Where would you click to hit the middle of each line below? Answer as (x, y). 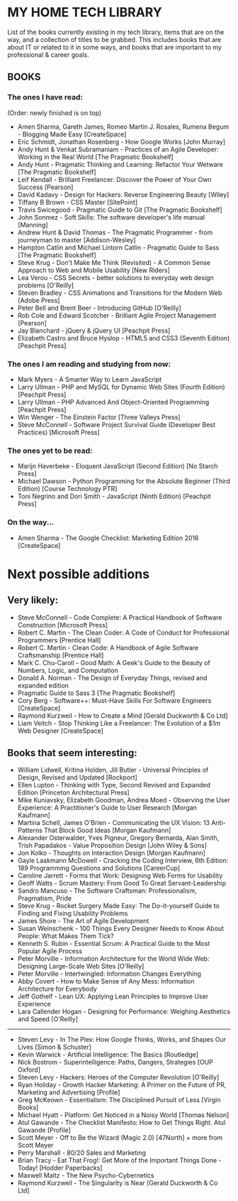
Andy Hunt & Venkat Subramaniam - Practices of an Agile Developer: (118, 149)
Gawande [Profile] (44, 1130)
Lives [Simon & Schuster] (55, 1047)
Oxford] (29, 1070)
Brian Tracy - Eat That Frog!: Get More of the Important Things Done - (119, 1160)
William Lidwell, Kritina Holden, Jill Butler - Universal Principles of (113, 770)
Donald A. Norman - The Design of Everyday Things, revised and (112, 678)
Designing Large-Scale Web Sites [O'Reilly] (81, 966)
